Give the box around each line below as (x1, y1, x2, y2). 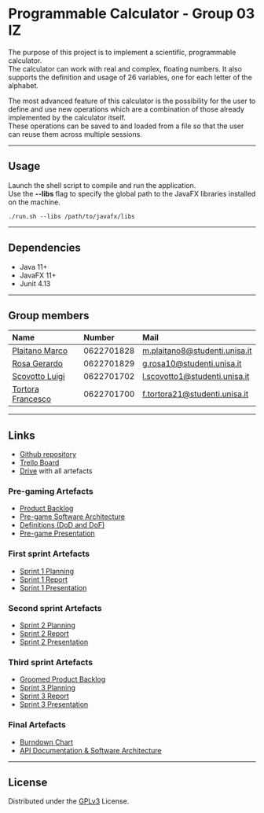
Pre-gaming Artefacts (8, 486, 93, 497)
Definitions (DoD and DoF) (19, 521, 105, 530)
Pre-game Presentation (19, 528, 96, 539)
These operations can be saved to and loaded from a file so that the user (8, 121, 244, 131)
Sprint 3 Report (19, 691, 69, 701)
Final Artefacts (8, 719, 67, 730)
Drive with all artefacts (19, 466, 93, 476)
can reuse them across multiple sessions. (8, 129, 143, 138)
